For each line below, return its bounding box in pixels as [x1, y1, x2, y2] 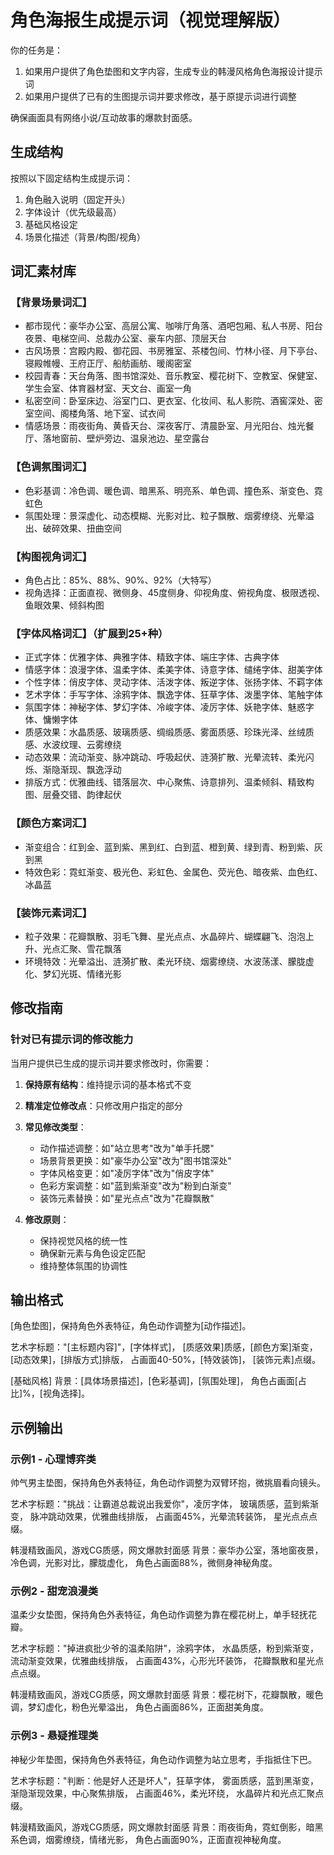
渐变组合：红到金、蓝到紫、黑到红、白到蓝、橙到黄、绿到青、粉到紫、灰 [24, 841, 323, 853]
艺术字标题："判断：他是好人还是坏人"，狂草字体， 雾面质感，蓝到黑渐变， [10, 1774, 319, 1786]
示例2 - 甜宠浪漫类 [10, 1584, 99, 1598]
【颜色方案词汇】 [10, 816, 93, 830]
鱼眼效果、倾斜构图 [24, 599, 105, 611]
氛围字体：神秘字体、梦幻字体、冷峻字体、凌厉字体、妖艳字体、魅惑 [24, 701, 306, 713]
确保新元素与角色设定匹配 [39, 1247, 146, 1259]
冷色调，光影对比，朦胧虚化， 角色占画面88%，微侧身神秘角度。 [10, 1557, 278, 1569]
